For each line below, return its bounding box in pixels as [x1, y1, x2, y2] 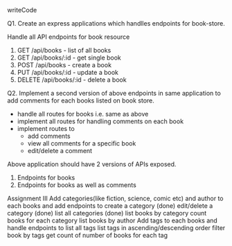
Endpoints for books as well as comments [17, 181, 136, 189]
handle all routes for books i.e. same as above [17, 110, 149, 118]
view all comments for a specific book [27, 139, 136, 148]
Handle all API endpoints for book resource [7, 33, 130, 41]
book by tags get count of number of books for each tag [7, 231, 168, 239]
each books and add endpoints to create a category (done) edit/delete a [7, 202, 213, 210]
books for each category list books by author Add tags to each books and [7, 216, 218, 225]
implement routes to [17, 125, 75, 132]
